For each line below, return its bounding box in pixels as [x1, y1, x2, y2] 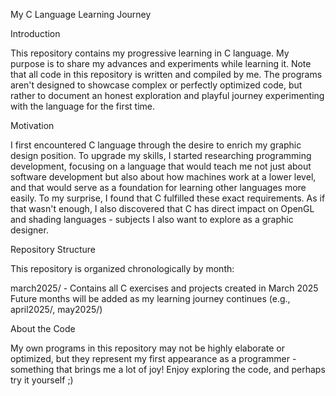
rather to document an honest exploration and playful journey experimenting [10, 90, 325, 101]
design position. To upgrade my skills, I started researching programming [10, 150, 312, 161]
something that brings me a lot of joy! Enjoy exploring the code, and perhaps [10, 364, 326, 375]
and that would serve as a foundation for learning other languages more [10, 182, 307, 193]
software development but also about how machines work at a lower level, [10, 171, 317, 183]
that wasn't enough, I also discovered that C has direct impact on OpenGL [10, 203, 315, 214]
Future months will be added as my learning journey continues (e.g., [10, 293, 291, 304]
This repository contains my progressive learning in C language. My [10, 47, 290, 59]
